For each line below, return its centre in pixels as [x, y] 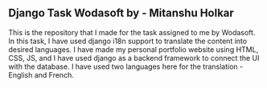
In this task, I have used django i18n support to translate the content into [128, 41]
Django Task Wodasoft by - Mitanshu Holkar [121, 13]
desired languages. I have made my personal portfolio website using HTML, [133, 49]
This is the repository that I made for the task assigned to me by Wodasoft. [132, 32]
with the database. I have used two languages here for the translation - [126, 66]
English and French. [41, 74]
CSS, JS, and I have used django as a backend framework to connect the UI [134, 58]
